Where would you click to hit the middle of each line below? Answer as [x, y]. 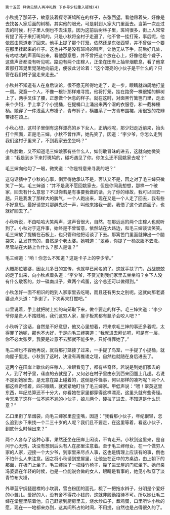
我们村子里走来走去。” [36, 74]
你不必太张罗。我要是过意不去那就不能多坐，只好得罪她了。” [67, 339]
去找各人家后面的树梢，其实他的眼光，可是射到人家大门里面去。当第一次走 [83, 24]
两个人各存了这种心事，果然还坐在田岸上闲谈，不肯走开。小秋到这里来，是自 [85, 439]
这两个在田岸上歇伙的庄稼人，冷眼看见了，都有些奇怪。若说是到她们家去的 [83, 367]
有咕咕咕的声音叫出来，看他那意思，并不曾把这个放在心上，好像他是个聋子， [85, 55]
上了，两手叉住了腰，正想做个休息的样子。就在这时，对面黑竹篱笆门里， [80, 98]
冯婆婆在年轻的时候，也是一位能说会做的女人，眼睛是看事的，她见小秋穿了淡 [85, 471]
